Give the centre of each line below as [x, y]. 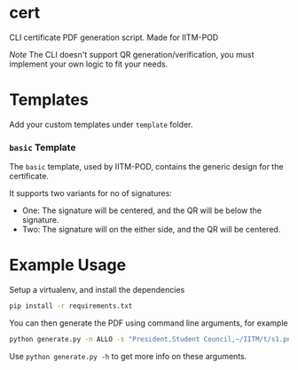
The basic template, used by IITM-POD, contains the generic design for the [146, 167]
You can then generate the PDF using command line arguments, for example [149, 323]
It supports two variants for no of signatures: [91, 193]
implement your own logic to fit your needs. [89, 64]
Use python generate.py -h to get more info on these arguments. [128, 356]
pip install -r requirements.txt [71, 306]
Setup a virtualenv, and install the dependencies [97, 290]
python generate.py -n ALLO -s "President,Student [105, 339]
